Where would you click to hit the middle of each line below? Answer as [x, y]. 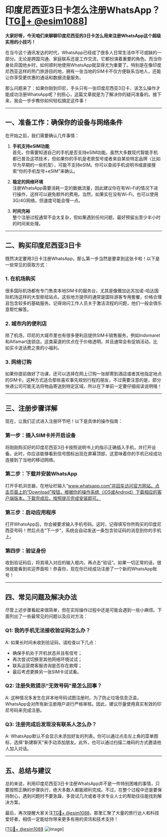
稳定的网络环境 [28, 182]
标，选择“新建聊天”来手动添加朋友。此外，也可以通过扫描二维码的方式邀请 [81, 743]
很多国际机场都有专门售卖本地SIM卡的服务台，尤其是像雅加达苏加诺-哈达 [80, 291]
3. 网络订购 [18, 362]
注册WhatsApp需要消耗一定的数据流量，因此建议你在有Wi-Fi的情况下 [83, 188]
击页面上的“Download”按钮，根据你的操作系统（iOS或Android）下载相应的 [81, 492]
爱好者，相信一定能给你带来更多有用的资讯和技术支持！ [62, 819]
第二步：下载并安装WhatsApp [41, 474]
